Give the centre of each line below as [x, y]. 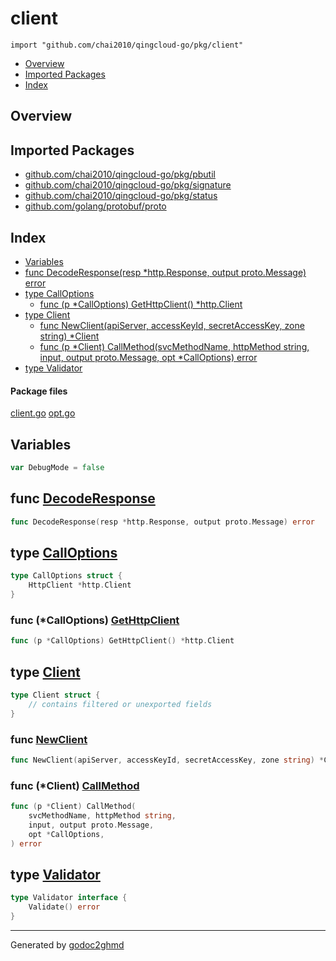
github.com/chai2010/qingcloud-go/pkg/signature [128, 185]
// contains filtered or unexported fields [120, 704]
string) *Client [69, 336]
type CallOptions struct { [66, 576]
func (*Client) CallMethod [75, 785]
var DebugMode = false [57, 467]
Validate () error [64, 907]
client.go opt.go [43, 413]
